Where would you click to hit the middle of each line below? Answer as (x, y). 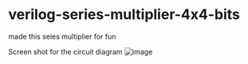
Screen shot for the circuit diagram (65, 51)
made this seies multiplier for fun (62, 36)
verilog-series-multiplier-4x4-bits (124, 15)
